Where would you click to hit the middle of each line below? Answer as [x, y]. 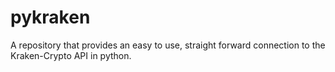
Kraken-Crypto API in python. [71, 55]
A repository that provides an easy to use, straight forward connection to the [168, 45]
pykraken [50, 17]
